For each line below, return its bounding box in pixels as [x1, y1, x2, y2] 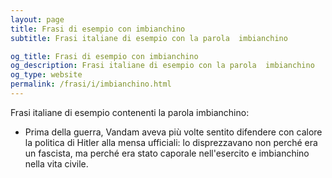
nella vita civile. [24, 157, 89, 170]
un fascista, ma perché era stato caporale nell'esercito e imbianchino [24, 147, 310, 159]
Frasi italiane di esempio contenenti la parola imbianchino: [10, 106, 250, 118]
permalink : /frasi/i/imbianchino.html [10, 79, 172, 90]
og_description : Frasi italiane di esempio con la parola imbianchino [10, 61, 315, 71]
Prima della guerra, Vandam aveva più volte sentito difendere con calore [24, 126, 323, 138]
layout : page [10, 14, 65, 25]
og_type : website [10, 70, 83, 80]
